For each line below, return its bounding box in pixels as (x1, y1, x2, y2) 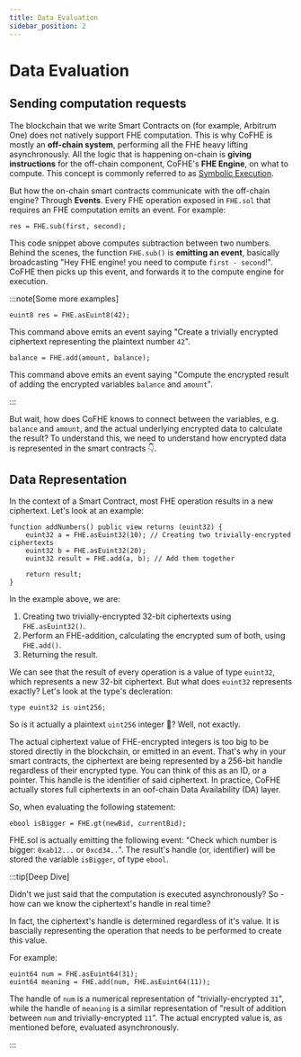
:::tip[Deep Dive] (9, 872, 70, 882)
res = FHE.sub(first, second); (9, 221, 127, 230)
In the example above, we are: (9, 594, 121, 605)
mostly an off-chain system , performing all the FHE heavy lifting (9, 139, 249, 149)
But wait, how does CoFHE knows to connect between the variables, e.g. (9, 413, 279, 424)
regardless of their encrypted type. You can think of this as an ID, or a (9, 766, 267, 776)
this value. (9, 935, 48, 945)
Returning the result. (22, 649, 99, 660)
